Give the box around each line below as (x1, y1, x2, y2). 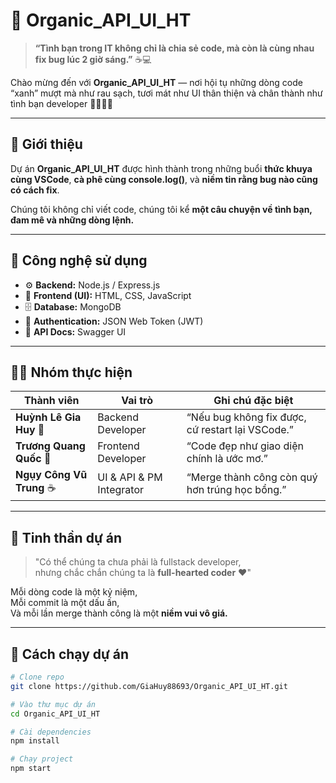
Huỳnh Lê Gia (15, 410, 82, 424)
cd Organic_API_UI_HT (10, 709, 101, 719)
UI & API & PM (97, 470, 163, 484)
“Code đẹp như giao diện (186, 439, 304, 453)
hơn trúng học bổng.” (186, 482, 287, 496)
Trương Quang (15, 439, 86, 453)
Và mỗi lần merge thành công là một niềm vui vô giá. (10, 607, 228, 619)
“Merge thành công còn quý (186, 470, 318, 484)
